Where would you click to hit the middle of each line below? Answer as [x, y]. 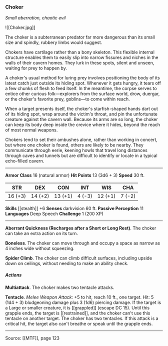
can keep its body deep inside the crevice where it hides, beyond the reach [83, 125]
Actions [13, 275]
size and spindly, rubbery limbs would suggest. [54, 42]
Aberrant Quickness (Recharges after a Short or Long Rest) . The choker [81, 228]
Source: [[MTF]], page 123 [32, 338]
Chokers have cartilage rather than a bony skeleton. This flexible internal [80, 52]
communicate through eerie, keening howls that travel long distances [76, 150]
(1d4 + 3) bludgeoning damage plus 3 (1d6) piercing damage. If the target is [83, 302]
